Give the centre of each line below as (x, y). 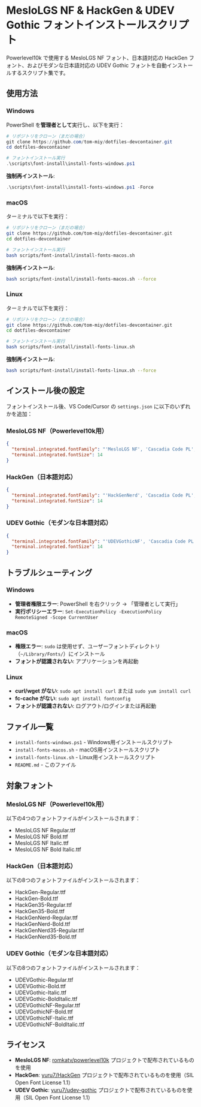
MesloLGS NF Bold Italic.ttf (48, 849)
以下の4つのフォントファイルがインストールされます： (73, 818)
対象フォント (30, 785)
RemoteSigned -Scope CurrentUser (57, 617)
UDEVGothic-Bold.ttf (40, 986)
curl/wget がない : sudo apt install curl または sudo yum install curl (103, 691)
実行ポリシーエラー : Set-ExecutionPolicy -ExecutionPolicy (88, 611)
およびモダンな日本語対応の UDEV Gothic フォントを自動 (97, 65)
